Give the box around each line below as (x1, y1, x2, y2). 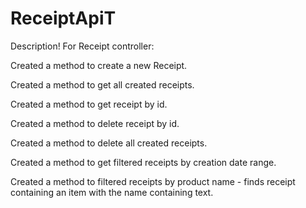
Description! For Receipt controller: (10, 40, 155, 52)
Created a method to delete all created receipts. (10, 137, 208, 149)
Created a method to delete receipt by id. (10, 117, 180, 129)
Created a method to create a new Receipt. (10, 59, 188, 71)
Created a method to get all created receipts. (10, 78, 195, 91)
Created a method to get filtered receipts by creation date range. (10, 156, 277, 168)
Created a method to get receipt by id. (10, 98, 168, 110)
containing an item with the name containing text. (10, 186, 214, 198)
